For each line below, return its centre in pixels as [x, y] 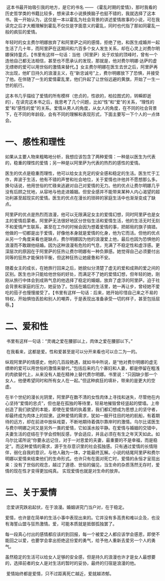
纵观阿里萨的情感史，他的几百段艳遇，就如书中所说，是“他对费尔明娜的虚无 [82, 362]
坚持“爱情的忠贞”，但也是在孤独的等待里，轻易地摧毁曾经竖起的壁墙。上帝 [84, 403]
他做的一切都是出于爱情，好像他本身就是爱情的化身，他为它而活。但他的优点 [82, 233]
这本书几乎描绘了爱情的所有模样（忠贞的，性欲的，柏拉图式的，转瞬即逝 [78, 96]
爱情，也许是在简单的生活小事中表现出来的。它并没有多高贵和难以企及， [78, 518]
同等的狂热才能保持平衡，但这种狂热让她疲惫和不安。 [59, 257]
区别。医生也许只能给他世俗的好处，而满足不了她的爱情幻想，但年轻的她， [80, 274]
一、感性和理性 [35, 142]
